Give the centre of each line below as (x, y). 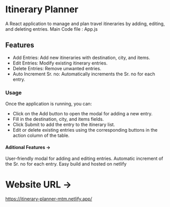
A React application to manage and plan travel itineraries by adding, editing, (85, 24)
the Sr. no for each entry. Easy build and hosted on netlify (66, 164)
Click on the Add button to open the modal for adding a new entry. (82, 114)
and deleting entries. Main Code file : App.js (52, 29)
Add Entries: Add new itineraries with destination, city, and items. (81, 57)
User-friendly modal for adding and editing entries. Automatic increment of (84, 159)
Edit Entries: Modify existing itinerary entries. (60, 63)
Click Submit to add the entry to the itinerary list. (64, 125)
